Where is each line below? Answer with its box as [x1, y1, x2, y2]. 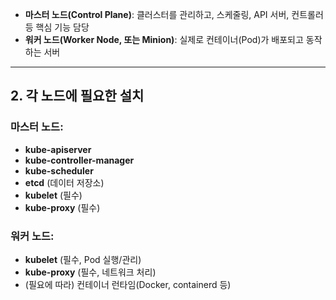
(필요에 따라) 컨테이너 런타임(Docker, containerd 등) [24, 278, 232, 290]
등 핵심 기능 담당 [24, 21, 90, 33]
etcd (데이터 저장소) [24, 176, 105, 188]
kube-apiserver [24, 143, 92, 155]
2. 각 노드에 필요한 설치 [10, 88, 145, 105]
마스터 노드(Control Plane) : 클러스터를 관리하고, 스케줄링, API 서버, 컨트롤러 [24, 9, 324, 20]
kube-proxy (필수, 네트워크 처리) [24, 266, 157, 278]
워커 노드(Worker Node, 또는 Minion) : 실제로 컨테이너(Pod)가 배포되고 [24, 34, 304, 45]
